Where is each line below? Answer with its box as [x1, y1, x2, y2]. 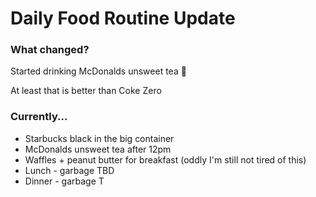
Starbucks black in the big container [24, 132, 175, 144]
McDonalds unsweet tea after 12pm [24, 143, 172, 155]
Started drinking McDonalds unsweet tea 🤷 [10, 65, 187, 77]
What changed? [10, 43, 90, 57]
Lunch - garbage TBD [24, 164, 115, 176]
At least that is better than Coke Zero [10, 85, 162, 97]
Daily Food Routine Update [10, 7, 236, 30]
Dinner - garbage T [24, 175, 105, 187]
